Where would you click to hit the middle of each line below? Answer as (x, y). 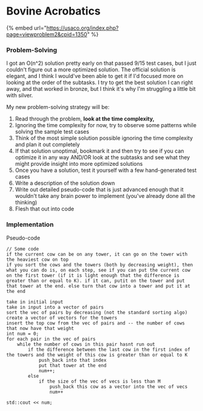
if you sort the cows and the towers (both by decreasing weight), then (100, 265)
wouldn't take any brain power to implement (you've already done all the (105, 196)
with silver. (20, 96)
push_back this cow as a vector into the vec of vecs (118, 386)
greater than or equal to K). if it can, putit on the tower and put (96, 281)
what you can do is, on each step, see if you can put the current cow (98, 270)
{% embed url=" (27, 28)
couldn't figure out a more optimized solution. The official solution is (91, 70)
